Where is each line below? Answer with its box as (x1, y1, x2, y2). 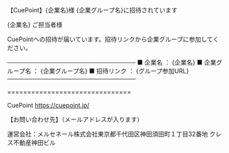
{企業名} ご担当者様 (7, 21, 63, 29)
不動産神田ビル (12, 139, 56, 146)
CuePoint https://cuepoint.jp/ (7, 102, 90, 109)
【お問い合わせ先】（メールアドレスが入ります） (7, 115, 143, 123)
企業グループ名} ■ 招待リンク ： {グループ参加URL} (43, 67, 190, 75)
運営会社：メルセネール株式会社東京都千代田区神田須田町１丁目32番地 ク (7, 130, 216, 138)
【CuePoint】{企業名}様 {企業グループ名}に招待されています (7, 6, 178, 14)
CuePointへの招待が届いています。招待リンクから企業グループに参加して (7, 35, 213, 43)
